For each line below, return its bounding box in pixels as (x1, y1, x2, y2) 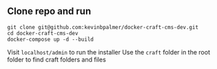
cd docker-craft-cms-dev (7, 30, 79, 37)
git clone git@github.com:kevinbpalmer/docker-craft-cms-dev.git (7, 23, 198, 30)
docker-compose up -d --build (7, 36, 94, 43)
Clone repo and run (7, 6, 92, 17)
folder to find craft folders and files (7, 55, 107, 63)
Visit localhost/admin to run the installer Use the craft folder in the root (7, 48, 210, 56)
